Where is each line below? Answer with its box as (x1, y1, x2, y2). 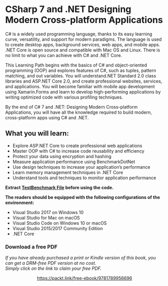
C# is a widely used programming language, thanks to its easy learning (5, 31, 152, 37)
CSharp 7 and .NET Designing (5, 4, 132, 15)
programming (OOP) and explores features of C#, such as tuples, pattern (5, 67, 156, 74)
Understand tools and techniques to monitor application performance (12, 175, 156, 181)
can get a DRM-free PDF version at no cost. (5, 260, 97, 266)
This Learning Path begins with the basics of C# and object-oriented (5, 62, 147, 68)
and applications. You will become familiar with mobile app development (5, 83, 155, 89)
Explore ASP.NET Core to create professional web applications (12, 142, 142, 149)
